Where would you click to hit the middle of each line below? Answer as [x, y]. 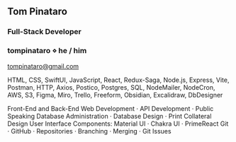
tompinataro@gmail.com [43, 66]
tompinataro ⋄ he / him [47, 51]
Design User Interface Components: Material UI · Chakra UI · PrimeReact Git [118, 124]
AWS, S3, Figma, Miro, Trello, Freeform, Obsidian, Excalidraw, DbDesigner [115, 95]
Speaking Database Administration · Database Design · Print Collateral [109, 116]
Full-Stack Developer [44, 32]
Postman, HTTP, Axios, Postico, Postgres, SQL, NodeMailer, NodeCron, [111, 87]
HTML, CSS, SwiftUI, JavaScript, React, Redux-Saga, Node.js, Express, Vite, [118, 80]
